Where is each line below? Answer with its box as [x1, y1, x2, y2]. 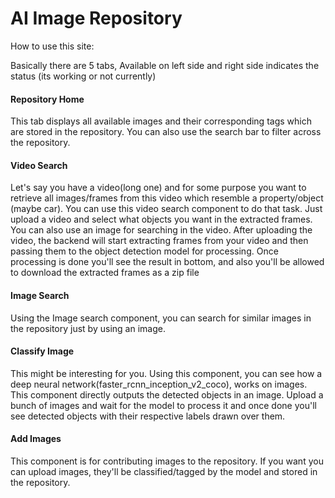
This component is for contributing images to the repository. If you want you [10, 455, 324, 467]
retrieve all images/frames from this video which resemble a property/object [10, 192, 324, 204]
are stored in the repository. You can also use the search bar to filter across [10, 126, 322, 138]
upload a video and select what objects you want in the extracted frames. [10, 213, 313, 226]
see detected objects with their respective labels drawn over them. [10, 410, 286, 422]
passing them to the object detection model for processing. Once [10, 245, 279, 257]
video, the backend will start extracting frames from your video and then [10, 235, 309, 247]
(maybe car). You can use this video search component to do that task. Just [10, 203, 323, 215]
